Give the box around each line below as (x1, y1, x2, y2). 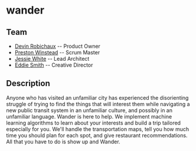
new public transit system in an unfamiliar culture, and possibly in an (6, 107, 173, 114)
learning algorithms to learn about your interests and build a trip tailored (6, 119, 181, 126)
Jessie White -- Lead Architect (14, 55, 90, 62)
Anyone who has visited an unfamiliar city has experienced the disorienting (6, 94, 189, 101)
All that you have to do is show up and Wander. (6, 138, 120, 145)
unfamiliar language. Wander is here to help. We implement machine (6, 113, 172, 120)
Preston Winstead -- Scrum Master (14, 49, 100, 56)
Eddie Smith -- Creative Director (14, 61, 93, 68)
